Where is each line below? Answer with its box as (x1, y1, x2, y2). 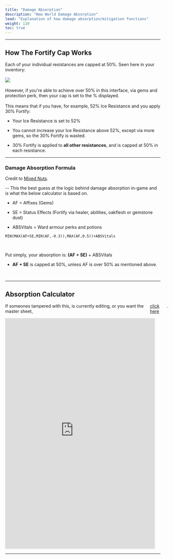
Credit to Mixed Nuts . (5, 175, 48, 181)
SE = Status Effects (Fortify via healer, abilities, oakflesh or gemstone (12, 210, 153, 215)
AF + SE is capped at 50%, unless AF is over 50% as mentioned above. (12, 262, 157, 268)
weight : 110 (5, 21, 30, 26)
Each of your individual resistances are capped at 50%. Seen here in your (5, 61, 155, 67)
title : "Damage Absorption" (5, 7, 63, 12)
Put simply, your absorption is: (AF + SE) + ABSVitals (5, 252, 112, 258)
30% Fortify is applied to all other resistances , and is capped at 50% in (12, 142, 158, 148)
